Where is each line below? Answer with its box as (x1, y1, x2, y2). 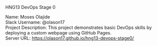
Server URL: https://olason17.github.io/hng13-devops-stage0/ (5, 35, 134, 41)
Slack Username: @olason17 (5, 19, 65, 25)
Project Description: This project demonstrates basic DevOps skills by (5, 24, 152, 30)
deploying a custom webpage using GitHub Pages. (5, 30, 112, 35)
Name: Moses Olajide (5, 14, 50, 19)
